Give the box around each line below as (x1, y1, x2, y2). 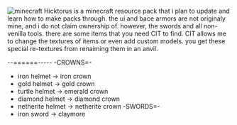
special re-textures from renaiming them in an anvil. (7, 45, 158, 53)
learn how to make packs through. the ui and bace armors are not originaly (7, 14, 226, 23)
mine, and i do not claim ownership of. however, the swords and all (7, 22, 202, 30)
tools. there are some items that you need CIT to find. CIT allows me (27, 29, 227, 38)
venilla (7, 29, 27, 38)
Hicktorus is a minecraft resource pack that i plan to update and (43, 7, 231, 15)
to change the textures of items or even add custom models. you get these (7, 37, 226, 45)
